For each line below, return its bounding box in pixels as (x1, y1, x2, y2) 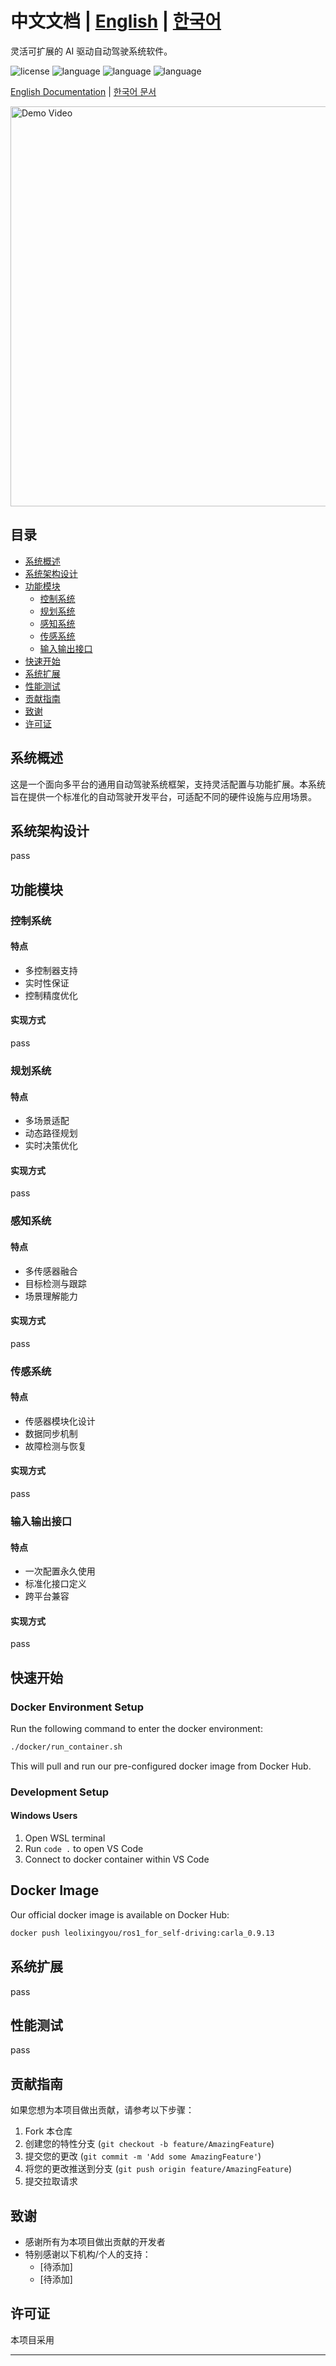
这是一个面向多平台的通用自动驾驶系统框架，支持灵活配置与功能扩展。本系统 (10, 778, 326, 790)
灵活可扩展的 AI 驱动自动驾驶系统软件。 (10, 45, 173, 57)
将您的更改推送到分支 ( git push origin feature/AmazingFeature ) (24, 2163, 292, 2175)
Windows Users (10, 1810, 78, 1822)
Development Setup (10, 1785, 109, 1799)
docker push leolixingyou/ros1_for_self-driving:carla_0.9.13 (10, 1928, 275, 1938)
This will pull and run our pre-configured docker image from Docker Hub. (10, 1760, 312, 1772)
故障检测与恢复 (24, 1440, 87, 1452)
